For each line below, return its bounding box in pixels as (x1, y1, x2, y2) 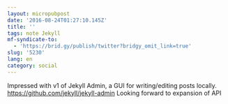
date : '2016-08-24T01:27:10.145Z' (7, 17, 108, 24)
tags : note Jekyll (7, 29, 61, 37)
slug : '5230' (7, 50, 45, 57)
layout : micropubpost (7, 10, 70, 17)
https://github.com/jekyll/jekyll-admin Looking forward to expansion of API (7, 89, 222, 97)
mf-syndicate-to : (7, 36, 58, 43)
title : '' (7, 23, 36, 30)
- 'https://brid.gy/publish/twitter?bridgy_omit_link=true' (13, 43, 192, 50)
